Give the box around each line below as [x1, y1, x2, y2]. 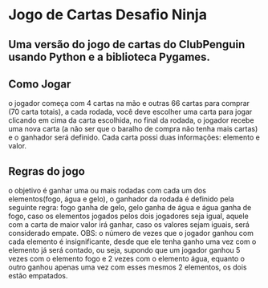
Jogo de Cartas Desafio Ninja [8, 6, 207, 24]
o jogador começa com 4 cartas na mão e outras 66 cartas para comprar [8, 99, 250, 108]
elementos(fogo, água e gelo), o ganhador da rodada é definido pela [8, 194, 234, 204]
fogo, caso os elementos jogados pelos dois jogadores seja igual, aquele [8, 211, 249, 221]
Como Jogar [8, 77, 71, 91]
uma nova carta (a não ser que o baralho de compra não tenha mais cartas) [8, 124, 258, 134]
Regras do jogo [8, 164, 86, 178]
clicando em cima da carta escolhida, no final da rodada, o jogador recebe [8, 116, 254, 125]
